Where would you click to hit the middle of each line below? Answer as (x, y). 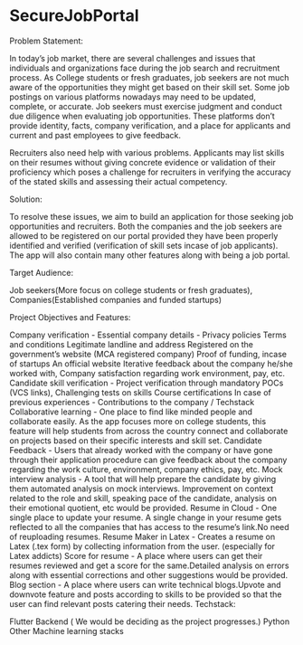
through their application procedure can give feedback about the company (148, 460)
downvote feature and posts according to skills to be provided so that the (146, 594)
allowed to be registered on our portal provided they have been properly (144, 235)
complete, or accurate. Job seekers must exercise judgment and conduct (146, 106)
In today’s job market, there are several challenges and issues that (133, 58)
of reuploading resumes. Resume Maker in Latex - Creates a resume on (142, 536)
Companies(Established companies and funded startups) (116, 299)
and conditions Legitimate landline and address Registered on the (132, 344)
